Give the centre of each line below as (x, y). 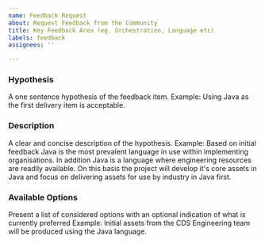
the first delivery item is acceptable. (67, 105)
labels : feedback (37, 38)
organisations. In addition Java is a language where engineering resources (130, 160)
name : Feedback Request (48, 15)
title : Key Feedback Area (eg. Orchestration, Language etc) (111, 30)
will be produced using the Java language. (77, 231)
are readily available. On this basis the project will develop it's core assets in (133, 168)
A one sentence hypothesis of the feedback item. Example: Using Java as (129, 97)
